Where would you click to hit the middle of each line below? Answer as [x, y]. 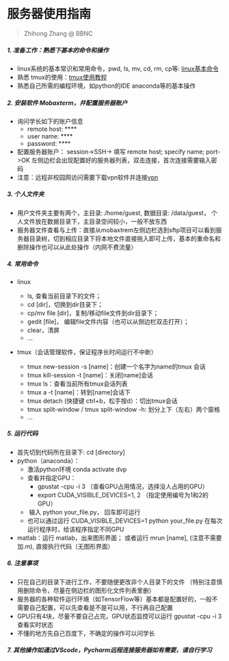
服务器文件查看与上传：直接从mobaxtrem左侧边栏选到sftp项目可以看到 [117, 229]
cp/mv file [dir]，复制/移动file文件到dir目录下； [93, 313]
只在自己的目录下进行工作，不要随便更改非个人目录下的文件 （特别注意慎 [120, 582]
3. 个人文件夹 [26, 194]
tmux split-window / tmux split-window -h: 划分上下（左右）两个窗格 [124, 409]
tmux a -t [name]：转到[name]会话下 [79, 392]
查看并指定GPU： [52, 477]
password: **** [49, 143]
